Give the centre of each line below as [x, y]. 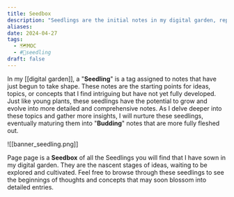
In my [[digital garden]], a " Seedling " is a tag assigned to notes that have [112, 79]
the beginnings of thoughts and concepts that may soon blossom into [107, 180]
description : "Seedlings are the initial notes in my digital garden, [112, 20]
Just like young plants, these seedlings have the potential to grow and [107, 101]
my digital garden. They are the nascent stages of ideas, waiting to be [107, 165]
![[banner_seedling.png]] [43, 144]
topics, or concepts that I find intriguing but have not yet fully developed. [112, 93]
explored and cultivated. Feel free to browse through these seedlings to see [116, 172]
